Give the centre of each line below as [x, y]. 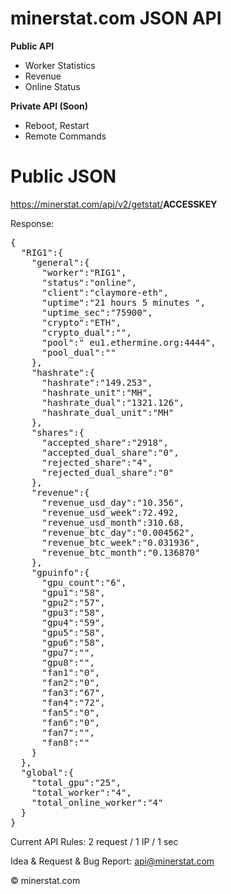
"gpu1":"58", [73, 592]
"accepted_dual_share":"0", [110, 452]
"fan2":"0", [71, 682]
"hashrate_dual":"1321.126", [113, 402]
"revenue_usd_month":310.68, [113, 522]
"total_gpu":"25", [76, 782]
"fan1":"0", [71, 672]
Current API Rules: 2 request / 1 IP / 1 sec [94, 841]
